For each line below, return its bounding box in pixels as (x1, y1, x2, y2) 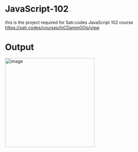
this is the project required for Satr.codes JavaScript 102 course (5, 19, 133, 25)
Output (5, 42, 34, 53)
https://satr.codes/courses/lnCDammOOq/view (5, 24, 100, 30)
